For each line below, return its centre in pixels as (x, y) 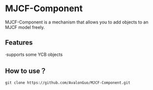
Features (19, 43)
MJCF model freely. (25, 27)
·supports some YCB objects (34, 54)
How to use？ (26, 71)
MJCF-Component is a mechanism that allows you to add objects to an (77, 22)
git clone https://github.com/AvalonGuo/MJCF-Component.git (68, 83)
